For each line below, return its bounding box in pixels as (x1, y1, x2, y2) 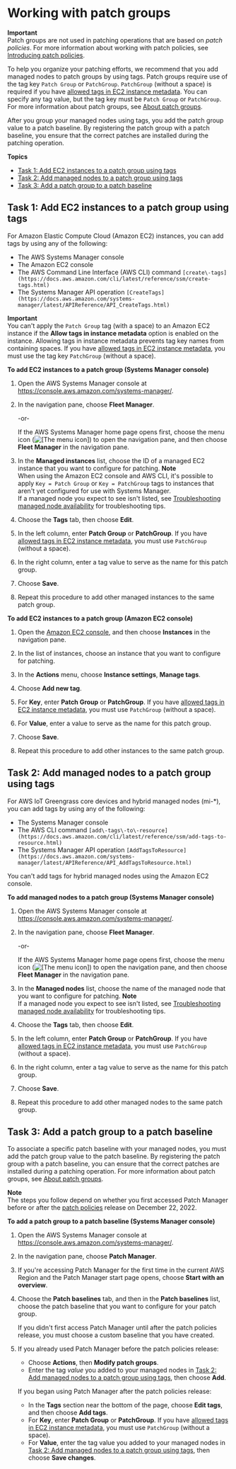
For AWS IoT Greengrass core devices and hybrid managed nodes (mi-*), (7, 797, 221, 805)
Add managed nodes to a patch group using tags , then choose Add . (28, 1373, 227, 1382)
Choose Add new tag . (17, 684, 82, 692)
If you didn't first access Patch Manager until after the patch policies (17, 1323, 218, 1332)
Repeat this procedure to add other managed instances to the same (17, 593, 215, 601)
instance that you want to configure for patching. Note (17, 464, 177, 472)
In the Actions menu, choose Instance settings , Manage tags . (17, 670, 201, 679)
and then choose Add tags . (28, 1408, 108, 1417)
